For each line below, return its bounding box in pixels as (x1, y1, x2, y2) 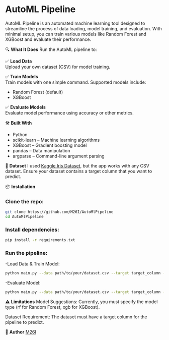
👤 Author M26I (5, 329, 37, 335)
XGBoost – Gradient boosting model (12, 142, 87, 148)
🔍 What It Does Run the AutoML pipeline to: (5, 46, 97, 52)
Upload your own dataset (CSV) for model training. (5, 64, 111, 70)
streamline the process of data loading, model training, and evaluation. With (5, 25, 162, 31)
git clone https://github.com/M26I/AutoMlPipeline (5, 209, 114, 215)
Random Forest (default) (12, 89, 63, 95)
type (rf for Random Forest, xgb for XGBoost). (5, 304, 100, 310)
